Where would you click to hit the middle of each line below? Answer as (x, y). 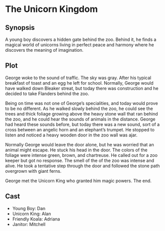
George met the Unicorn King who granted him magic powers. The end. (78, 181)
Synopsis (20, 28)
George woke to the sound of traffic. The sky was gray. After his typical (78, 78)
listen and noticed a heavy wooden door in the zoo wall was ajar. (71, 135)
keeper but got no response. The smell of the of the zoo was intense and (80, 160)
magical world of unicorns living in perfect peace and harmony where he (80, 45)
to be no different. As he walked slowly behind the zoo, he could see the (79, 109)
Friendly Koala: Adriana (36, 219)
